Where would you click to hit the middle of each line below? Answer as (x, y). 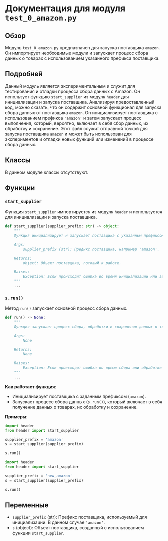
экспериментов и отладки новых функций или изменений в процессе (79, 139)
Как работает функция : (31, 387)
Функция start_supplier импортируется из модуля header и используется (84, 212)
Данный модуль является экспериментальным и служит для (70, 86)
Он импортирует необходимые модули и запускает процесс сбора (77, 53)
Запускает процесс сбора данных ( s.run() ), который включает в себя (87, 402)
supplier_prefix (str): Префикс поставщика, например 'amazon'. (91, 249)
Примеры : (16, 417)
